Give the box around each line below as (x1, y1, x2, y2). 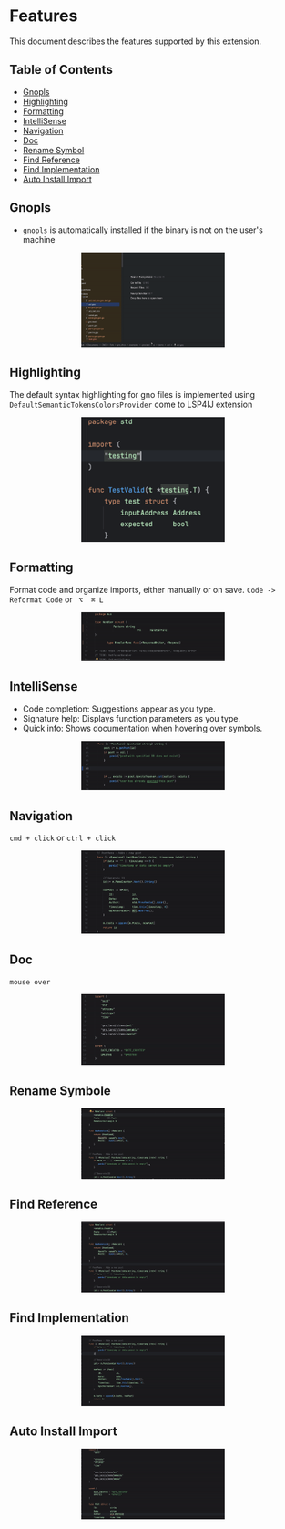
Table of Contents (9, 62, 114, 78)
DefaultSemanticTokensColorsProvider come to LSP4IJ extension (9, 399, 253, 410)
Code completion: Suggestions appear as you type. (22, 703, 216, 714)
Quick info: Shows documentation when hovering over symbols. (22, 723, 263, 733)
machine (22, 234, 56, 244)
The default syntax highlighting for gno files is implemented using (9, 389, 256, 400)
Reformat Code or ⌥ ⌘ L (9, 594, 104, 605)
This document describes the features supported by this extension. (9, 36, 262, 47)
